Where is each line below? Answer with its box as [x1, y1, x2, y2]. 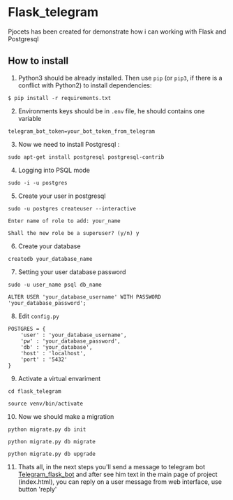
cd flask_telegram [8, 387, 61, 395]
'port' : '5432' [20, 356, 68, 363]
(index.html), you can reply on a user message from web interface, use [17, 477, 223, 486]
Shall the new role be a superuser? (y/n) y [8, 229, 140, 236]
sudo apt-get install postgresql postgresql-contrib [8, 153, 165, 161]
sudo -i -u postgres [8, 179, 68, 186]
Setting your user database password [17, 267, 126, 276]
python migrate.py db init [8, 426, 87, 433]
